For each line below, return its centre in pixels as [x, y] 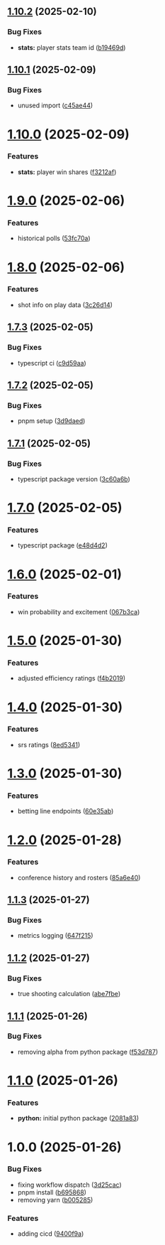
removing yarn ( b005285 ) [55, 1199]
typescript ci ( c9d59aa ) [52, 363]
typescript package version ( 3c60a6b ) [74, 479]
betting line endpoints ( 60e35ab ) [66, 811]
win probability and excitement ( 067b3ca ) [79, 611]
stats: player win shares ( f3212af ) [67, 172]
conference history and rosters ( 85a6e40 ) [79, 877]
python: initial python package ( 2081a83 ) [78, 1118]
